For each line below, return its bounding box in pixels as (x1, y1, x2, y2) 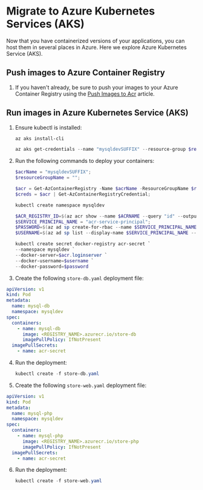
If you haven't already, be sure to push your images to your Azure (14, 84, 178, 91)
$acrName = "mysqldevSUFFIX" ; (14, 169, 92, 175)
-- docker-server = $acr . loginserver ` (14, 252, 108, 258)
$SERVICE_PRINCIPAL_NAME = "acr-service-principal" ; (14, 219, 151, 225)
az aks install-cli (14, 135, 65, 142)
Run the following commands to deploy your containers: (14, 157, 155, 165)
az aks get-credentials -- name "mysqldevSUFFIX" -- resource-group (14, 147, 186, 153)
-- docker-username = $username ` (14, 257, 94, 264)
